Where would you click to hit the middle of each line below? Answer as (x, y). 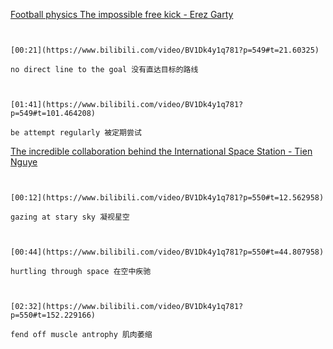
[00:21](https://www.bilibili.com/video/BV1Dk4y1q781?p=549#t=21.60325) (165, 50)
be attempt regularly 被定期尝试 (76, 133)
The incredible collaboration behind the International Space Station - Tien (161, 151)
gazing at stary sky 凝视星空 (70, 217)
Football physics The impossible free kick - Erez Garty (122, 14)
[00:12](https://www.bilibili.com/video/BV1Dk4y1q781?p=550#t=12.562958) (167, 198)
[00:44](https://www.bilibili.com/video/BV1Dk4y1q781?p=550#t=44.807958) (167, 252)
